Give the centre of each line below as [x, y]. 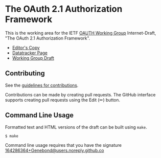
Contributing [25, 74]
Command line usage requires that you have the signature [63, 145]
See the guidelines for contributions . [42, 85]
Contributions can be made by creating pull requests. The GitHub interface [80, 94]
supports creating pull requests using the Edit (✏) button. [63, 100]
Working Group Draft [33, 58]
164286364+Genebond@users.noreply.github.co [55, 151]
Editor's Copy [26, 47]
